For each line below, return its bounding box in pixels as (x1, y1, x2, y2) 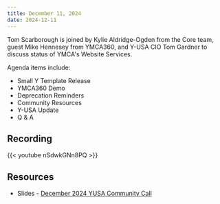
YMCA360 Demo (16, 84, 65, 92)
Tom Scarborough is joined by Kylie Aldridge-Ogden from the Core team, (7, 35, 214, 43)
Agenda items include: (7, 63, 71, 71)
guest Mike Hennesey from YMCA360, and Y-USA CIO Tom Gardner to (7, 43, 208, 51)
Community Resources (16, 98, 82, 106)
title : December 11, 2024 (7, 10, 81, 17)
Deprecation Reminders (16, 91, 85, 100)
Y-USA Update (16, 106, 59, 114)
